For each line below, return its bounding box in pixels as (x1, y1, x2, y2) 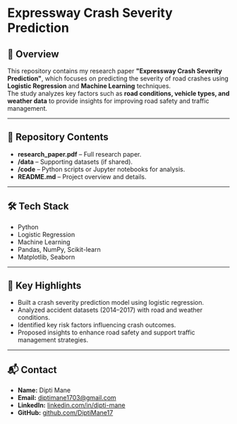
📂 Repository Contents (7, 131, 109, 143)
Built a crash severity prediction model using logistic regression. (17, 298, 205, 307)
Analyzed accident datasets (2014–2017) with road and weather (17, 305, 203, 315)
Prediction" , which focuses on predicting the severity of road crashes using (7, 74, 229, 83)
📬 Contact (7, 363, 57, 375)
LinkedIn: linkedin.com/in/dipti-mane (17, 401, 126, 410)
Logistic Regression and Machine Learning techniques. (7, 82, 171, 90)
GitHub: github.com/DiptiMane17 (17, 408, 114, 417)
